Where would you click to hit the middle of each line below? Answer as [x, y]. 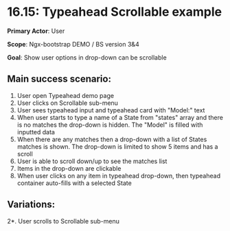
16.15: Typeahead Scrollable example [115, 12]
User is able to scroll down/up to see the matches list [92, 161]
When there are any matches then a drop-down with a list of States [112, 139]
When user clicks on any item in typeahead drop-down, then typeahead [119, 175]
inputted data [36, 132]
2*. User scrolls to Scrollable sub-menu [64, 221]
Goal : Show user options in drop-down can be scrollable [87, 57]
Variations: [31, 205]
